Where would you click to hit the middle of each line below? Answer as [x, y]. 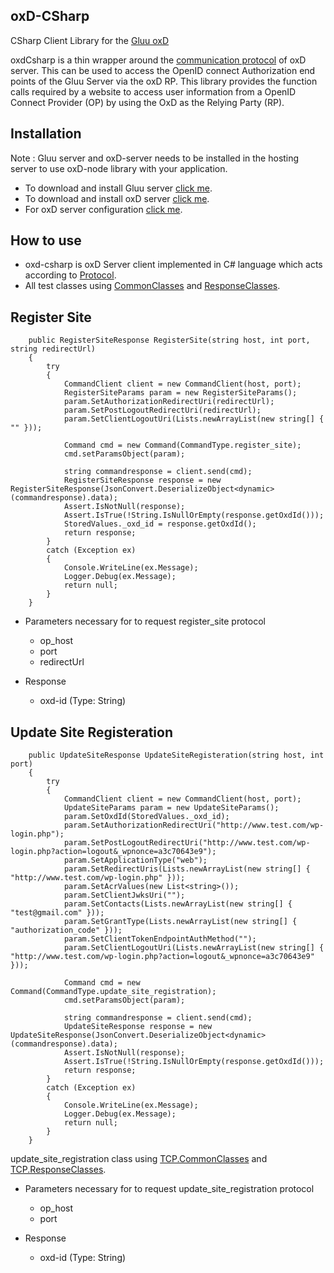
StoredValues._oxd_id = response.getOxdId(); [160, 524]
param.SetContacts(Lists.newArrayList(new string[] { [178, 904]
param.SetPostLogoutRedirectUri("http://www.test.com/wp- [187, 843]
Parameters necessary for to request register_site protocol [145, 621]
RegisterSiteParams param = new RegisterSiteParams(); [180, 393]
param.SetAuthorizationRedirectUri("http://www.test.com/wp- [194, 825]
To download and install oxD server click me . [117, 198]
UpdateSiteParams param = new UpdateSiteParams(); [171, 808]
